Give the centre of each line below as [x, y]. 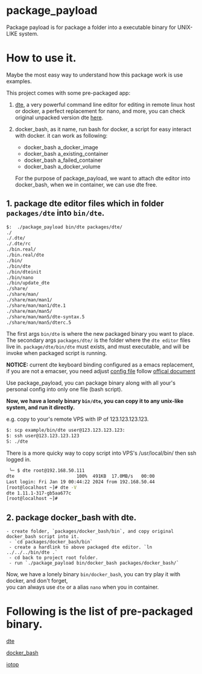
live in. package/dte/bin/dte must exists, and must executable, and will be [98, 347]
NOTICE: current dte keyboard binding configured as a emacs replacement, [100, 365]
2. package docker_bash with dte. [71, 517]
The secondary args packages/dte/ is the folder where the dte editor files [99, 340]
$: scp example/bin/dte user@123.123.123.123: [66, 430]
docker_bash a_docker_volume [62, 166]
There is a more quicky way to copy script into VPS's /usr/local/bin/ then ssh [101, 453]
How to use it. [41, 58]
